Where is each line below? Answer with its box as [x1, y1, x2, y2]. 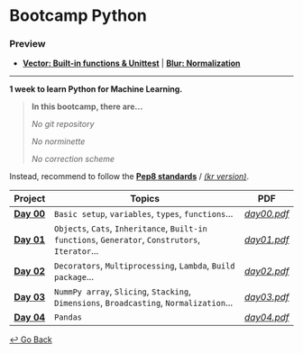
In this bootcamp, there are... [31, 101, 143, 113]
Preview [9, 38, 46, 50]
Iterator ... [53, 245, 99, 258]
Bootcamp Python [9, 5, 147, 26]
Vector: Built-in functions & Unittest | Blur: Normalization [22, 58, 241, 68]
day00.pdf [243, 208, 289, 221]
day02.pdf [243, 265, 289, 277]
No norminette [31, 136, 86, 147]
